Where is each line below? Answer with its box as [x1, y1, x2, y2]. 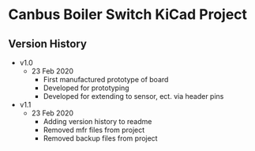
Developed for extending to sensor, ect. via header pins [43, 92, 224, 100]
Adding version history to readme [43, 117, 152, 126]
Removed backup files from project [43, 134, 158, 143]
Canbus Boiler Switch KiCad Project [8, 6, 247, 24]
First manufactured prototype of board [43, 75, 169, 84]
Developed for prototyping [43, 83, 129, 92]
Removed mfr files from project [43, 125, 145, 134]
